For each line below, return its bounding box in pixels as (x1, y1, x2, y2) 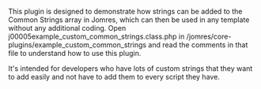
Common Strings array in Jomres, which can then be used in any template (8, 15, 250, 24)
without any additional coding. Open (8, 24, 127, 32)
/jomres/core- (186, 32, 232, 41)
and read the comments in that (148, 40, 248, 50)
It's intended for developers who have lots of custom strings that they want (8, 64, 253, 73)
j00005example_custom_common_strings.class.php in (8, 32, 185, 41)
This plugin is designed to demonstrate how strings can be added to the (8, 7, 243, 16)
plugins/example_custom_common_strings (8, 40, 147, 50)
